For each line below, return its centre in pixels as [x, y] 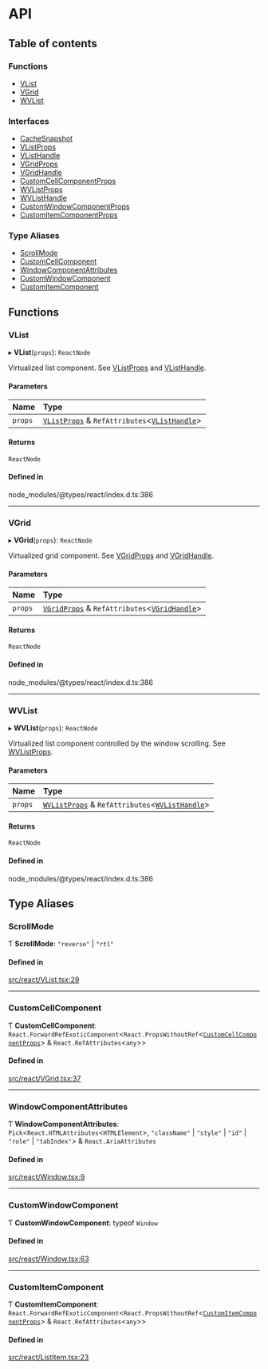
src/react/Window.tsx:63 [49, 1259]
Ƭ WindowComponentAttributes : [64, 1124]
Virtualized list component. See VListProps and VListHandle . [107, 368]
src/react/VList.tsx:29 [44, 980]
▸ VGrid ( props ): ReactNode [51, 540]
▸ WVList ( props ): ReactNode [53, 727]
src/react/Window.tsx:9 [47, 1177]
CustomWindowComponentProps [75, 207]
